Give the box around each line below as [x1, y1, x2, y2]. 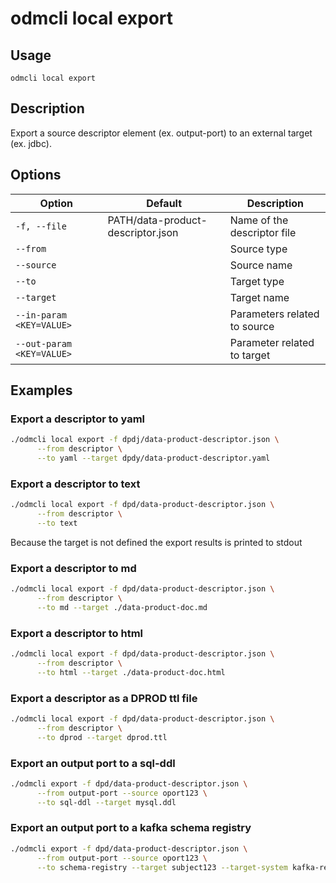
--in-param [15, 309, 67, 321]
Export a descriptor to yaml [10, 412, 146, 426]
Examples [10, 382, 73, 399]
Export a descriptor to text [10, 477, 141, 491]
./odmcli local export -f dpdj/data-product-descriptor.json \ [10, 435, 280, 445]
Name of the [229, 213, 289, 227]
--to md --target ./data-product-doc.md [36, 602, 208, 612]
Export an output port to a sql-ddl [10, 756, 176, 770]
